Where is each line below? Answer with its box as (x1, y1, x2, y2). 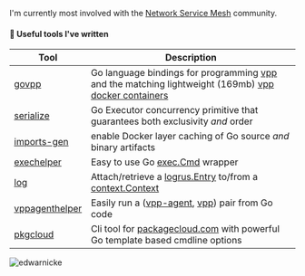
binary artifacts (90, 141, 156, 154)
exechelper (14, 156, 62, 168)
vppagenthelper (14, 203, 83, 215)
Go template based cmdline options (90, 234, 242, 247)
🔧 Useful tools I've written (9, 28, 109, 39)
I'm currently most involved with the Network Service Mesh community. (9, 8, 278, 18)
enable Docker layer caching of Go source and (90, 130, 290, 143)
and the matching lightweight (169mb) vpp (90, 78, 274, 90)
